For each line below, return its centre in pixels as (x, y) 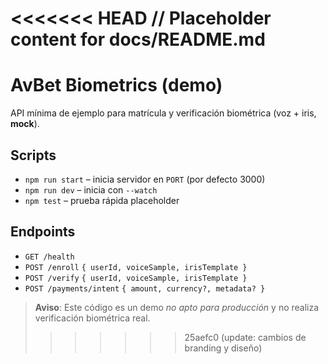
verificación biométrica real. (92, 318)
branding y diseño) (223, 348)
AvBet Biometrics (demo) (116, 85)
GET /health (49, 257)
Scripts (33, 155)
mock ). (25, 124)
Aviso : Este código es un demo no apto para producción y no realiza (177, 307)
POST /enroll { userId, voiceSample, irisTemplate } (136, 267)
